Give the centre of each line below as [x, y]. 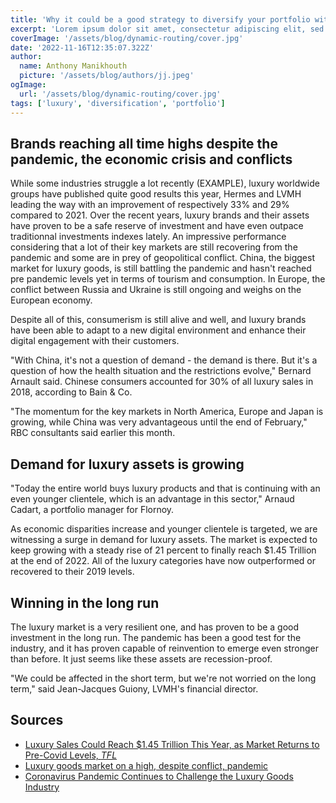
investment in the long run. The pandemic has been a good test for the [156, 637]
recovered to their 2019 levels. [72, 572]
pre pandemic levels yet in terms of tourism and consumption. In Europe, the [168, 279]
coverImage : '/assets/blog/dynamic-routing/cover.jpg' [127, 38]
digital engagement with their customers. [95, 341]
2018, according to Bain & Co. [71, 392]
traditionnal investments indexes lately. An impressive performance [148, 237]
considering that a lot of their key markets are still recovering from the [154, 247]
